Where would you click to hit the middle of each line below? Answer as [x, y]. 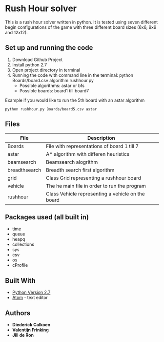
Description [101, 138]
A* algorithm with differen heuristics [88, 154]
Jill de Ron [23, 335]
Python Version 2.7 [31, 292]
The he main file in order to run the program [96, 186]
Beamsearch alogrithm [72, 162]
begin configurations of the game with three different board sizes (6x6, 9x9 [81, 27]
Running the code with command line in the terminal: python [72, 75]
